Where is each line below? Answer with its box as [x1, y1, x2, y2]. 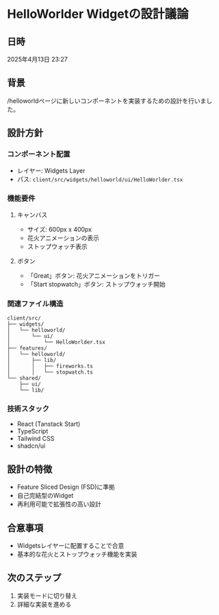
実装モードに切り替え [16, 591, 77, 600]
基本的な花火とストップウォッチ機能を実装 [16, 550, 138, 559]
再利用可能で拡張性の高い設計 [16, 500, 101, 508]
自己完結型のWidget [16, 492, 74, 500]
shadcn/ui [16, 442, 46, 450]
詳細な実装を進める [16, 600, 72, 608]
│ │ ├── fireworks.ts [7, 363, 94, 370]
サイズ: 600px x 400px [27, 225, 92, 233]
